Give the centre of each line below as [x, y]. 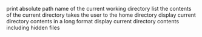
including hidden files [33, 27]
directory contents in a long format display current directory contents [93, 21]
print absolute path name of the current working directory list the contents [99, 9]
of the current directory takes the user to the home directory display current [101, 15]
